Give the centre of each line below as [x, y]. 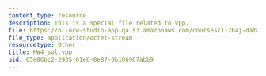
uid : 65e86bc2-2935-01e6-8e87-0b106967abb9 [81, 60]
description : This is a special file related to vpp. [99, 23]
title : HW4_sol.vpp [40, 52]
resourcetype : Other [42, 45]
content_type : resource [47, 15]
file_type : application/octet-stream [70, 38]
